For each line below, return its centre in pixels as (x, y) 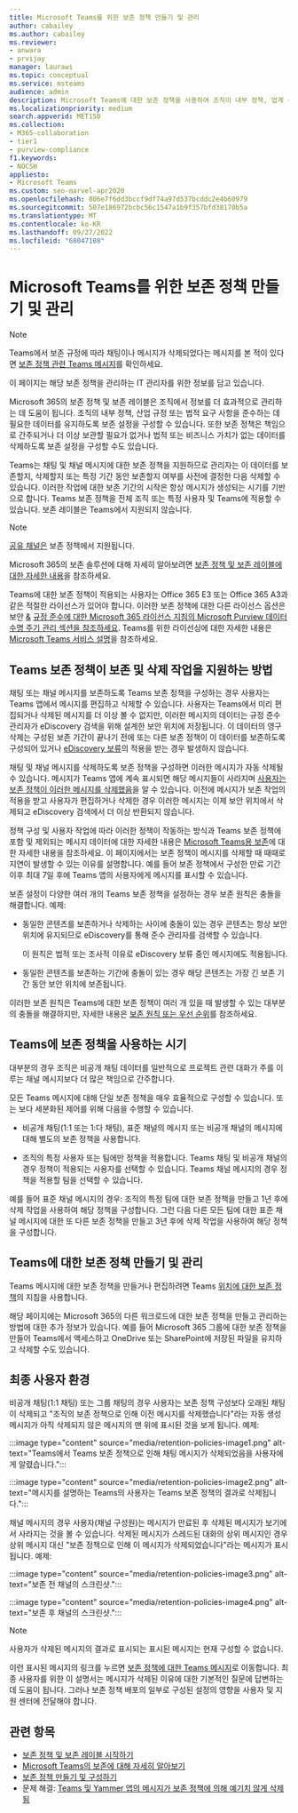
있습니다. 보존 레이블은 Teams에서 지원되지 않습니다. (101, 510)
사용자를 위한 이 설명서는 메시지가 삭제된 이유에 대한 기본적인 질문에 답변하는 (151, 1679)
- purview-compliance (49, 149)
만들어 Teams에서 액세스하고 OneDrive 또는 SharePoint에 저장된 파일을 (134, 1338)
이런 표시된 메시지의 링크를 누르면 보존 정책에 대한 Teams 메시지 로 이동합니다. (144, 1668)
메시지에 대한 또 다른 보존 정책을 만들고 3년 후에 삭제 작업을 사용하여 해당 (145, 1221)
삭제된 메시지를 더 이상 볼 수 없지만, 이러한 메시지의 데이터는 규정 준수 (160, 715)
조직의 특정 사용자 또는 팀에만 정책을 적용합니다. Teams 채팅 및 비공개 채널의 (155, 1157)
